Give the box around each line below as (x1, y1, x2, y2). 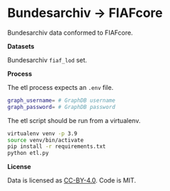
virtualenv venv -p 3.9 (7, 129, 78, 137)
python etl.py (7, 150, 50, 157)
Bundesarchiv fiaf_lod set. (7, 55, 87, 64)
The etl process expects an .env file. (7, 83, 114, 91)
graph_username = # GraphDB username (7, 97, 115, 104)
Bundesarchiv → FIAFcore (7, 5, 163, 21)
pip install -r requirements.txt (7, 143, 106, 150)
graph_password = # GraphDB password (7, 103, 115, 110)
